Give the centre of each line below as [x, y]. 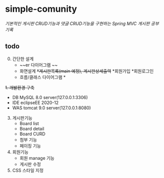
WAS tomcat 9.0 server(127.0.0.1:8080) [51, 108]
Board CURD [33, 134]
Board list [29, 123]
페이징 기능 [30, 146]
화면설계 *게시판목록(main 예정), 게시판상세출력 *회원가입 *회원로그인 [87, 71]
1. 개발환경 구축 [20, 87]
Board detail [32, 128]
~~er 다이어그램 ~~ [39, 65]
